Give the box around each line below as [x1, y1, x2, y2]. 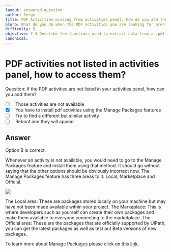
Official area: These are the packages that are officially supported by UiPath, [5, 220, 166, 226]
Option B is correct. [5, 147, 46, 153]
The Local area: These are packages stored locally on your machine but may [5, 198, 166, 204]
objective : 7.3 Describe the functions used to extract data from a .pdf [5, 31, 165, 36]
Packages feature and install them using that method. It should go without [5, 162, 160, 169]
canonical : [5, 36, 28, 41]
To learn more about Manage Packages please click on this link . [5, 241, 139, 247]
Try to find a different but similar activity [15, 112, 99, 119]
